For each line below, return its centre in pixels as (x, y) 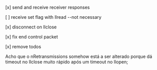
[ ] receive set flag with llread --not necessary (53, 17)
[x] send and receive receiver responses (48, 7)
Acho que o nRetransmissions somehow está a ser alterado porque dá (79, 56)
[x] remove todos (23, 47)
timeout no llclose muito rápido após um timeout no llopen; (67, 62)
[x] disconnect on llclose (31, 27)
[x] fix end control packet (32, 37)
